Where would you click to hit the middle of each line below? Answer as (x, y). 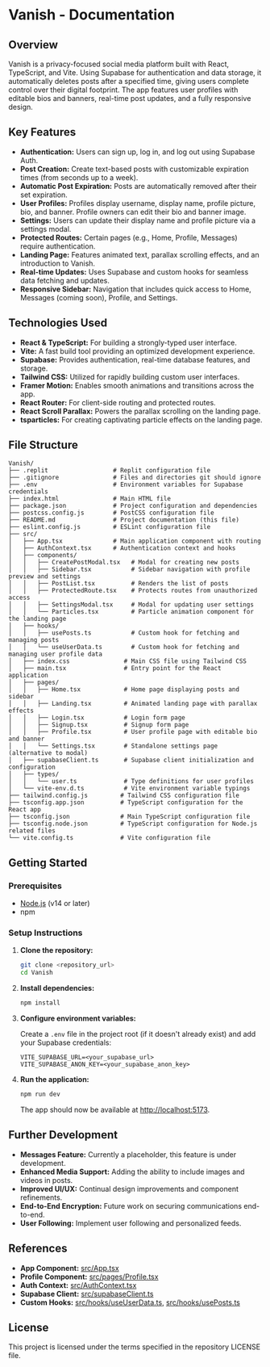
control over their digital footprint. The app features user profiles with (123, 90)
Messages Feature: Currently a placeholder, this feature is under (128, 1154)
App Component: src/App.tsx (69, 1268)
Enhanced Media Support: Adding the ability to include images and (132, 1172)
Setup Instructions (46, 933)
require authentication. (58, 246)
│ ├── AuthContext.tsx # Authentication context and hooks (122, 548)
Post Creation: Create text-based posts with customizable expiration (135, 169)
